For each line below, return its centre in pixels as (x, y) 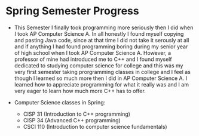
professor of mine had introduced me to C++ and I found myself (93, 59)
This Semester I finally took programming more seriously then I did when (104, 27)
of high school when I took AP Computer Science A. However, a (93, 52)
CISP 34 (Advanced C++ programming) (72, 120)
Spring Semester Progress (72, 11)
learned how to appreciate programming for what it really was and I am (102, 84)
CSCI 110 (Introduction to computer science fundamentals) (95, 126)
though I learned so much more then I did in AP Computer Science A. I (101, 78)
